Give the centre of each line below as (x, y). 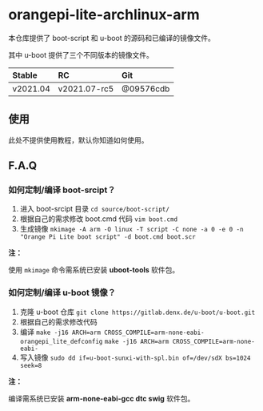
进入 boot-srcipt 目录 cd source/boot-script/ (95, 209)
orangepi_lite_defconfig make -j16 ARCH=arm (94, 341)
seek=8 (31, 365)
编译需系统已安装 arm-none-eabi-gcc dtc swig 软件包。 (102, 398)
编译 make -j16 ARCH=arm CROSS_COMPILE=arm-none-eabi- (112, 332)
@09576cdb (145, 88)
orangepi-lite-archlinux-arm (104, 15)
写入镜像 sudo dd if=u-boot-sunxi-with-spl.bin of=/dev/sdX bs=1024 (135, 357)
